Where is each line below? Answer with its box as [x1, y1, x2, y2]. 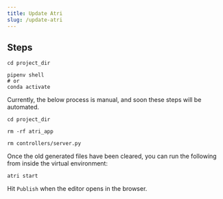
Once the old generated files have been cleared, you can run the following [7, 152, 218, 161]
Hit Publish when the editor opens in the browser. [7, 185, 148, 193]
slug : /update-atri [7, 16, 63, 23]
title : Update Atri [7, 10, 63, 17]
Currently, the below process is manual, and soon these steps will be [7, 96, 202, 104]
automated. [7, 103, 40, 111]
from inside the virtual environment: [7, 159, 108, 168]
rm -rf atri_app [7, 128, 54, 135]
